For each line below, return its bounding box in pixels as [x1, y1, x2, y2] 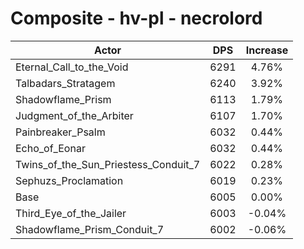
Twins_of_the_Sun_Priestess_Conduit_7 [15, 157, 201, 171]
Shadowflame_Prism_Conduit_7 [15, 222, 165, 236]
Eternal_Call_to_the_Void [15, 60, 129, 74]
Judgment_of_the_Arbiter [15, 108, 134, 122]
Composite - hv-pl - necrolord [10, 7, 263, 30]
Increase [245, 43, 289, 57]
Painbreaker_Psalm [15, 125, 106, 139]
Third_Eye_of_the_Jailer [15, 206, 127, 220]
